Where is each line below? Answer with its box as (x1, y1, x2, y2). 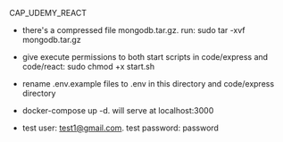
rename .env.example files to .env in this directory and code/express (21, 79, 275, 88)
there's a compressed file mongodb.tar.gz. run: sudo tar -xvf (21, 25, 246, 35)
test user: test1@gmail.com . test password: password (21, 122, 219, 133)
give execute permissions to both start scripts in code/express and (21, 52, 269, 62)
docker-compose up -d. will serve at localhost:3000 (21, 105, 214, 115)
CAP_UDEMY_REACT (9, 8, 87, 18)
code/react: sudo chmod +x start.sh (21, 62, 154, 71)
